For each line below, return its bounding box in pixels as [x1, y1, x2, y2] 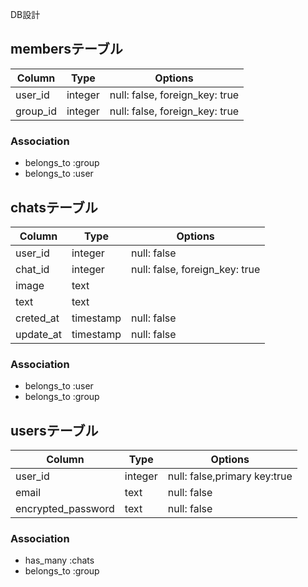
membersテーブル [10, 41, 123, 58]
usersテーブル [10, 422, 99, 439]
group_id [15, 104, 57, 118]
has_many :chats [24, 554, 95, 567]
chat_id [15, 262, 50, 276]
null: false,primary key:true [167, 469, 293, 483]
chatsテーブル [10, 199, 98, 216]
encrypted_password [15, 502, 115, 516]
